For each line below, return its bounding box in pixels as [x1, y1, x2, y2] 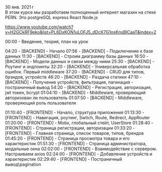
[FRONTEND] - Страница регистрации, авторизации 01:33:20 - [5, 125, 135, 131]
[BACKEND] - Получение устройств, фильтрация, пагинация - [5, 79, 133, 85]
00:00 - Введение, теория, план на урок [5, 39, 89, 44]
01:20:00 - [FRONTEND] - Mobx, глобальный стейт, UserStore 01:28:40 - [5, 120, 154, 126]
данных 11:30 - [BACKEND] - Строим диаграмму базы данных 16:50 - [5, 53, 149, 59]
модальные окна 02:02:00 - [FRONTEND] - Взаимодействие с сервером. [5, 146, 157, 151]
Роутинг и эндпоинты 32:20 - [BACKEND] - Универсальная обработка [5, 64, 150, 69]
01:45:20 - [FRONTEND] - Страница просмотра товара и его [5, 135, 130, 141]
